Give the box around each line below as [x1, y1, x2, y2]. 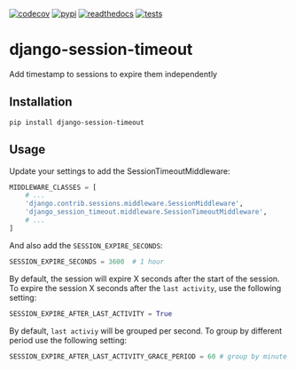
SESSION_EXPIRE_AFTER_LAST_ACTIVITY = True [9, 309, 173, 319]
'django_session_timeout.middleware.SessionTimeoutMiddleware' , [25, 208, 268, 216]
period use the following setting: [9, 335, 127, 345]
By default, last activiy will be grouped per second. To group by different [9, 325, 283, 336]
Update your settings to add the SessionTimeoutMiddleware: [9, 165, 230, 177]
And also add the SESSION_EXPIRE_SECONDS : [9, 240, 163, 250]
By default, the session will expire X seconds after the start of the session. [9, 273, 281, 284]
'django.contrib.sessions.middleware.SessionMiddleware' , [25, 200, 244, 209]
